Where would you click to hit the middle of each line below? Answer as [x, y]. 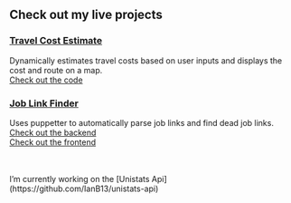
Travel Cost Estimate [56, 41]
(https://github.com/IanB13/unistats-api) [84, 188]
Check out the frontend [53, 142]
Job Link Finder [44, 103]
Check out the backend [53, 132]
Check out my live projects [86, 15]
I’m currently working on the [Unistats [80, 179]
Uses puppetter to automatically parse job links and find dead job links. [141, 122]
